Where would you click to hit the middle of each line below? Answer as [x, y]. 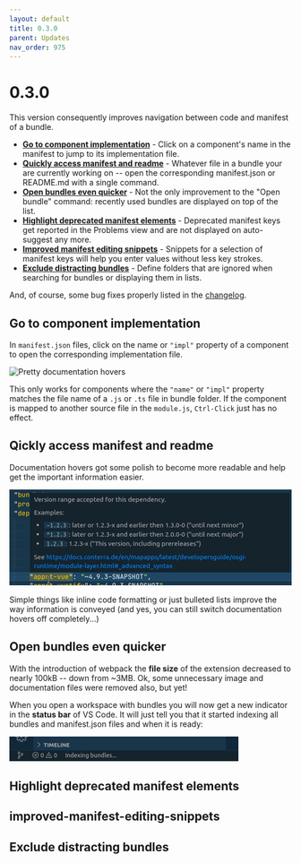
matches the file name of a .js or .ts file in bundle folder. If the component [148, 398]
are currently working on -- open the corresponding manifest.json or [149, 173]
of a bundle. [31, 127]
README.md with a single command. [90, 183]
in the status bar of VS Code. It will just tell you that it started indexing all [144, 714]
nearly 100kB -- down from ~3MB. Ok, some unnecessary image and [137, 677]
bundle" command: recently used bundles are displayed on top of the [150, 202]
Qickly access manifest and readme [112, 446]
